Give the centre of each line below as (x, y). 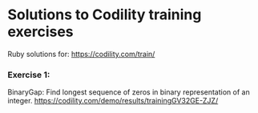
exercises (40, 32)
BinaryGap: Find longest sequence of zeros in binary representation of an (129, 92)
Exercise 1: (29, 75)
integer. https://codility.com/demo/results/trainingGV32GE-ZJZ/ (113, 101)
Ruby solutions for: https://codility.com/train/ (81, 54)
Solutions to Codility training (105, 15)
